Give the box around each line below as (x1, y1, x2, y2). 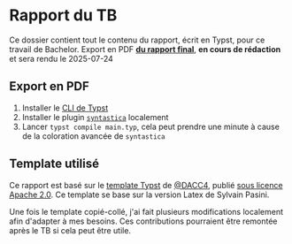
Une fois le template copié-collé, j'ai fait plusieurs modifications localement (9, 206, 283, 217)
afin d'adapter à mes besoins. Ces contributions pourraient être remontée (9, 216, 278, 226)
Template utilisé (9, 156, 100, 172)
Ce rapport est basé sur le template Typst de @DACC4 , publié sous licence (9, 179, 283, 190)
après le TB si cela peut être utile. (9, 225, 131, 235)
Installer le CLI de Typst (21, 103, 109, 113)
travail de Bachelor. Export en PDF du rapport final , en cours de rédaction (9, 43, 281, 54)
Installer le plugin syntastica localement (21, 111, 169, 122)
